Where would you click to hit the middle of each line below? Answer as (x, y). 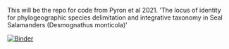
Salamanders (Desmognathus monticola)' (68, 25)
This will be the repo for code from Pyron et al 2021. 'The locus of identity (114, 10)
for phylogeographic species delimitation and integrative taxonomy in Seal (115, 17)
